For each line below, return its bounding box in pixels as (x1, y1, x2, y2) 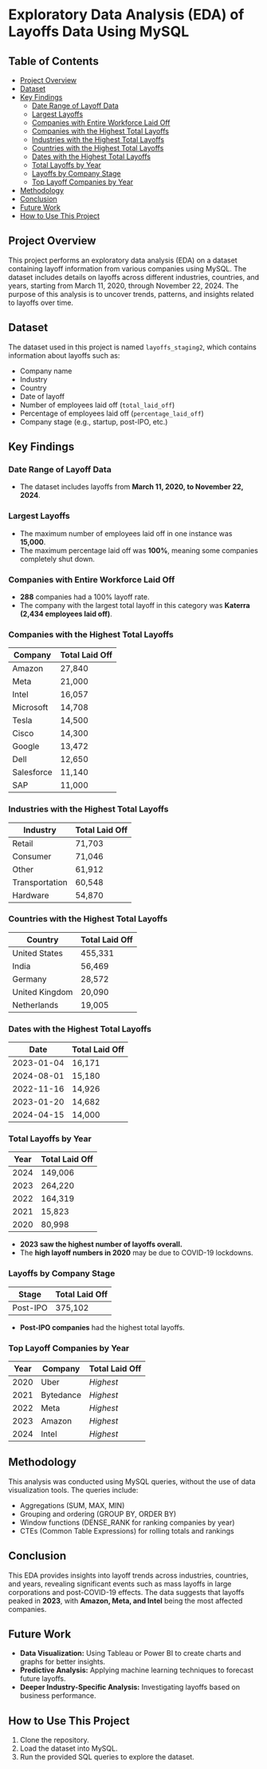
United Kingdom (12, 986, 73, 997)
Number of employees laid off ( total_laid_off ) (19, 400, 175, 409)
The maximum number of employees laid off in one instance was (19, 528, 233, 538)
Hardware (12, 890, 49, 901)
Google (12, 740, 40, 752)
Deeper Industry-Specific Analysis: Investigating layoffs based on (19, 1682, 241, 1692)
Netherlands (12, 999, 59, 1010)
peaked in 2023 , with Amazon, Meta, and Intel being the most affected (8, 1596, 243, 1605)
